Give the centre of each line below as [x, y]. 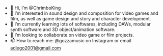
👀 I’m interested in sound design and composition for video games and [84, 13]
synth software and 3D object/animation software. [63, 30]
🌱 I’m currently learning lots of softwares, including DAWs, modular [80, 24]
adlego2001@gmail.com [35, 48]
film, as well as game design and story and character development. [80, 19]
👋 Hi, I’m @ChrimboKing [35, 8]
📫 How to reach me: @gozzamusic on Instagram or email [71, 40]
